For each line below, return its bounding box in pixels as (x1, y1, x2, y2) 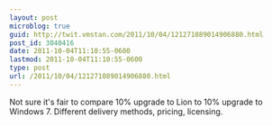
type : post (9, 64, 50, 73)
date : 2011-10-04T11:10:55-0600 (9, 47, 131, 56)
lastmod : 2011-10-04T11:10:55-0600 (9, 55, 143, 64)
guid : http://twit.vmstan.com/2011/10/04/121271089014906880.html (9, 30, 264, 39)
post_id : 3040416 (9, 38, 75, 48)
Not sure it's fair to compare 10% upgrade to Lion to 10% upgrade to (9, 96, 263, 107)
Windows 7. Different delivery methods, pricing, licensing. (9, 105, 223, 117)
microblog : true (9, 22, 70, 31)
